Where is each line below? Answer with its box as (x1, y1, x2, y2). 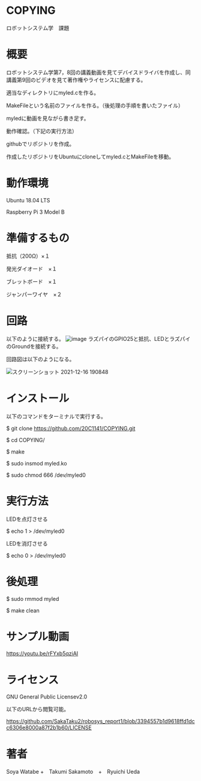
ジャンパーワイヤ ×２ (6, 290, 62, 298)
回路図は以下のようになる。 (6, 355, 75, 362)
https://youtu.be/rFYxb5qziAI (6, 650, 79, 657)
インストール (6, 391, 70, 405)
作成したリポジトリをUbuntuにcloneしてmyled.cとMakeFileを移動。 (6, 153, 175, 160)
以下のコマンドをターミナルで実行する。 (6, 412, 106, 420)
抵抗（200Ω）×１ (6, 252, 50, 260)
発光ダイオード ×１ (6, 265, 58, 272)
